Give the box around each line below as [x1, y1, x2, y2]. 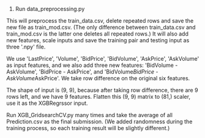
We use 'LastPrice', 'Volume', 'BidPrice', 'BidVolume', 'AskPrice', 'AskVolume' [6, 55, 199, 62]
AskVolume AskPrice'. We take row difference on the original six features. [6, 75, 190, 82]
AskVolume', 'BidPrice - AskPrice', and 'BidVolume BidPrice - [6, 68, 158, 75]
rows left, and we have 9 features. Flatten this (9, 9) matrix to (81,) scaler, [6, 93, 191, 100]
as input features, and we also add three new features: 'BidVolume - [6, 61, 178, 69]
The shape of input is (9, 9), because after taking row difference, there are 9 [6, 86, 198, 94]
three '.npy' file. [6, 43, 46, 50]
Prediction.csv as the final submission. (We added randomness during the [6, 118, 193, 125]
